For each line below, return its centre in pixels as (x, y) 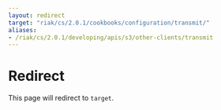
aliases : (22, 30)
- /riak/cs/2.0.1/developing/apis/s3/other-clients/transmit (111, 37)
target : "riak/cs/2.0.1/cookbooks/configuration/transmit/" (109, 23)
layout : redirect (37, 15)
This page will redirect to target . (61, 98)
